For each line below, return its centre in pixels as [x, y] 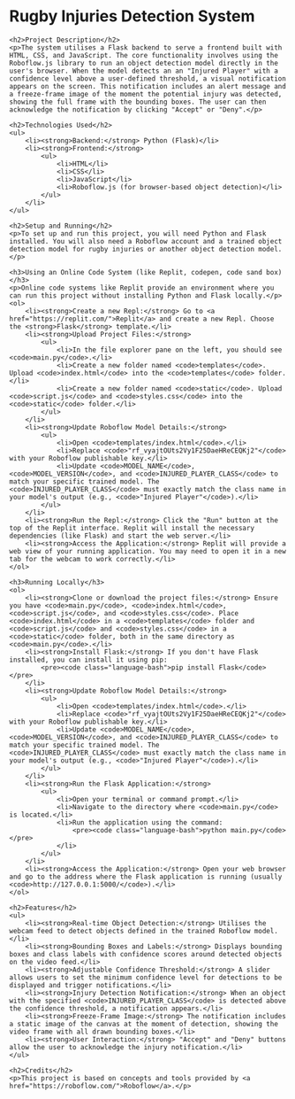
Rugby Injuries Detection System [132, 16]
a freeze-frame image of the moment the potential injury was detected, [146, 94]
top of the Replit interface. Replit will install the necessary [132, 528]
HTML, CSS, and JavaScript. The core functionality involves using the [144, 55]
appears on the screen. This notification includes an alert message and [148, 86]
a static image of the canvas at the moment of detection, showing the [144, 1024]
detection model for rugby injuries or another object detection [132, 249]
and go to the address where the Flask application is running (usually [146, 877]
